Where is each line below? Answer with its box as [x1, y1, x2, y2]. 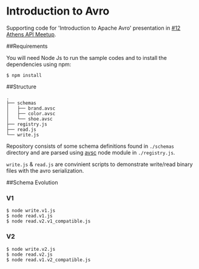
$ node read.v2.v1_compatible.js [6, 218, 91, 225]
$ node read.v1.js [6, 213, 53, 219]
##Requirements [6, 42, 48, 50]
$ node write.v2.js [6, 246, 56, 252]
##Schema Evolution [6, 179, 58, 186]
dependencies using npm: [6, 61, 72, 68]
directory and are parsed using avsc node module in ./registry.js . [6, 148, 175, 156]
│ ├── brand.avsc [6, 105, 56, 111]
